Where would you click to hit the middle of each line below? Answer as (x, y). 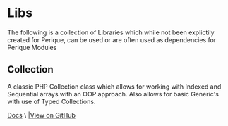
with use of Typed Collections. (52, 101)
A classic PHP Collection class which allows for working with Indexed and (114, 87)
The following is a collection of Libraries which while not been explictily (111, 32)
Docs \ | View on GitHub (42, 115)
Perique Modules (32, 47)
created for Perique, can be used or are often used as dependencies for (112, 39)
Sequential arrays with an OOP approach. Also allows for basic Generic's (113, 94)
